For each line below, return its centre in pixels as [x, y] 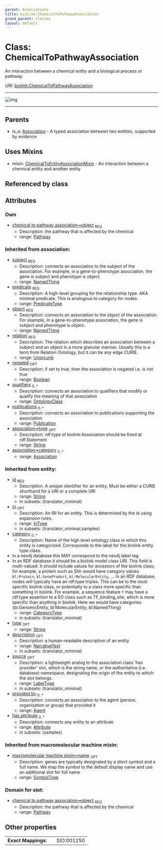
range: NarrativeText [40, 646]
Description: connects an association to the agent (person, [78, 700]
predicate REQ [26, 287]
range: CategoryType [41, 612]
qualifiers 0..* [25, 385]
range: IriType [33, 524]
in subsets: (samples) [41, 732]
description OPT [28, 635]
